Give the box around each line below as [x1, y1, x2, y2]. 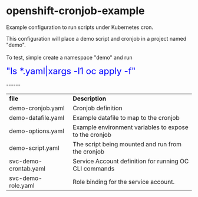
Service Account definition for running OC [72, 157, 189, 165]
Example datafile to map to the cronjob [72, 113, 180, 122]
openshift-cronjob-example [6, 4, 145, 18]
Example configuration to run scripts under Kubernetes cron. [6, 24, 154, 31]
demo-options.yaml [9, 127, 65, 135]
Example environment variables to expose [72, 123, 189, 131]
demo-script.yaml [9, 143, 60, 152]
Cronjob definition [72, 104, 123, 112]
